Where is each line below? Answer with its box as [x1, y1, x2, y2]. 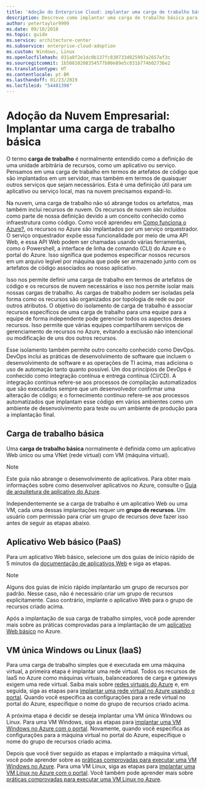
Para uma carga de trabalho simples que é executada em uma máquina [6, 661, 185, 669]
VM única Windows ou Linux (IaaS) [6, 645, 142, 655]
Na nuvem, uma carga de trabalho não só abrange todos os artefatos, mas [6, 199, 193, 206]
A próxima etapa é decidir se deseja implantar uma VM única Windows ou [6, 712, 192, 719]
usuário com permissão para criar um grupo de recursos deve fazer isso [6, 513, 189, 520]
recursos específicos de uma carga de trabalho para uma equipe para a [6, 308, 187, 315]
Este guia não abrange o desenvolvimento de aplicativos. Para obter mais [6, 475, 191, 482]
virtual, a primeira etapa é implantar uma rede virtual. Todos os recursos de [6, 668, 196, 675]
